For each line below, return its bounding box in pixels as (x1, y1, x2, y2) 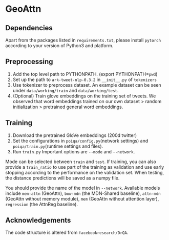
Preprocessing (5, 57, 53, 66)
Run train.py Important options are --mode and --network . (12, 148, 135, 154)
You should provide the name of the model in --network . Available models (5, 185, 160, 191)
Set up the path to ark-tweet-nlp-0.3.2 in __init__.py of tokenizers (12, 76, 157, 83)
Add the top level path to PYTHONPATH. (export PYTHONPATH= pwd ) (12, 71, 158, 77)
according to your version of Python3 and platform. (5, 43, 114, 49)
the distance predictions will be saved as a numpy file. (5, 175, 120, 181)
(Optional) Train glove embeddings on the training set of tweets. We (12, 93, 156, 99)
